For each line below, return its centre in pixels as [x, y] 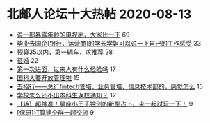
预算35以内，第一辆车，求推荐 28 [64, 52]
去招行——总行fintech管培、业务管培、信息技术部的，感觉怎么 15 [110, 86]
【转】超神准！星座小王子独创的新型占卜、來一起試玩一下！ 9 [105, 104]
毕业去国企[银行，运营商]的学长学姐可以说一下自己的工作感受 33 [109, 43]
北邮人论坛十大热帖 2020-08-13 [99, 14]
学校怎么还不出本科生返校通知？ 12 [66, 95]
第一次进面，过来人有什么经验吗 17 [66, 69]
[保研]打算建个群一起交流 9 [55, 112]
